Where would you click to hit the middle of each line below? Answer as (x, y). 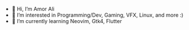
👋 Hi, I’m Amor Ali (33, 9)
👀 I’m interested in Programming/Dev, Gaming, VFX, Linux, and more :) (97, 15)
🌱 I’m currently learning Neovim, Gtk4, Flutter (67, 21)
